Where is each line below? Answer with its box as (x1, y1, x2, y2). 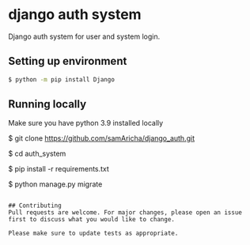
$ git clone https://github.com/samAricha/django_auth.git (8, 134, 195, 143)
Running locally (8, 97, 87, 111)
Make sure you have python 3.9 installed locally (8, 119, 164, 128)
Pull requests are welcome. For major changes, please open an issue (8, 209, 243, 217)
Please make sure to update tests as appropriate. (8, 229, 179, 238)
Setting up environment (8, 55, 127, 68)
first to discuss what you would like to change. (8, 216, 176, 224)
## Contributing (8, 202, 62, 210)
